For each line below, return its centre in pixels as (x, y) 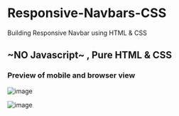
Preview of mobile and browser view (71, 75)
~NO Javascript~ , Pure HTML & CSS (90, 55)
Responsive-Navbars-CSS (87, 13)
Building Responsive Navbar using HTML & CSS (77, 33)
